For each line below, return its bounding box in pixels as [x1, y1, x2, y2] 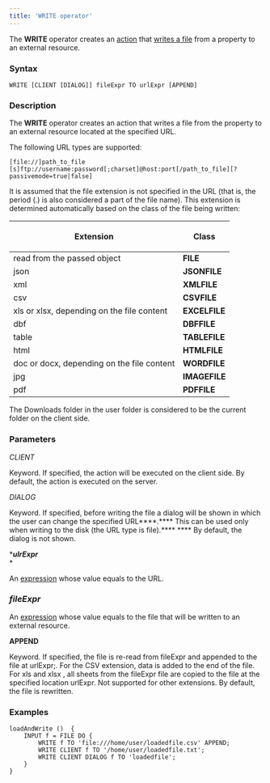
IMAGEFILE [182, 371, 226, 383]
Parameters [9, 434, 56, 445]
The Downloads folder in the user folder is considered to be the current [9, 405, 247, 415]
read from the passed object [13, 252, 121, 264]
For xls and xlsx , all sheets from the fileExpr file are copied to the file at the [9, 669, 260, 679]
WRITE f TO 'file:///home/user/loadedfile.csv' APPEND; [38, 739, 230, 747]
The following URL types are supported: [9, 142, 142, 152]
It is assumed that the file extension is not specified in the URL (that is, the [9, 187, 256, 197]
